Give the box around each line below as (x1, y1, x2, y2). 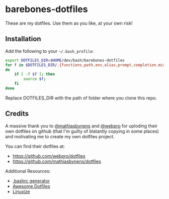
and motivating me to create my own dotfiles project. (5, 133, 115, 139)
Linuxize (12, 188, 30, 194)
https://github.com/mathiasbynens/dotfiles (12, 158, 102, 164)
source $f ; (23, 76, 46, 81)
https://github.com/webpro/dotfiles (12, 153, 86, 159)
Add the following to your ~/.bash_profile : (5, 48, 94, 54)
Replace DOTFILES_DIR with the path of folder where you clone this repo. (5, 94, 157, 101)
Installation (5, 35, 41, 43)
